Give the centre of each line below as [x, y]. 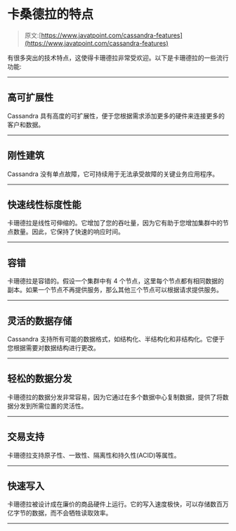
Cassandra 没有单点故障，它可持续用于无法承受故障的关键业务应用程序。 [113, 174]
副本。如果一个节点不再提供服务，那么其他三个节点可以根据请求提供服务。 [115, 290]
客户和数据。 [26, 125]
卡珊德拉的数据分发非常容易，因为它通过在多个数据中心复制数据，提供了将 [115, 397]
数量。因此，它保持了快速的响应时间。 [68, 232]
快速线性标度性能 [44, 205]
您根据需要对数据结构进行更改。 [53, 348]
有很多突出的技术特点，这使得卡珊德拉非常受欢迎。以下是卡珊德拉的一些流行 [118, 58]
